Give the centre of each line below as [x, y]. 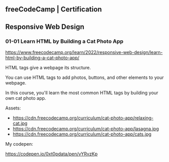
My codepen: [19, 144]
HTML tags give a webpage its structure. [48, 68]
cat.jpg [20, 123]
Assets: [13, 108]
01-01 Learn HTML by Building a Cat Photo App [64, 41]
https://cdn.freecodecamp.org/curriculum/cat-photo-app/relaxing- [83, 118]
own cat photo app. [26, 98]
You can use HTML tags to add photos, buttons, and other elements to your [85, 77]
